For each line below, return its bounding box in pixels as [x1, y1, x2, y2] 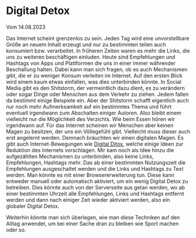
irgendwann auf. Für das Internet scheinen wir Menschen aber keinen [6, 122, 174, 129]
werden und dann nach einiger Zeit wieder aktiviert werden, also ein [6, 196, 170, 203]
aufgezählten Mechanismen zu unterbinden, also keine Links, [6, 153, 154, 160]
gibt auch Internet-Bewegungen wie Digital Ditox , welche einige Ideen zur [6, 140, 184, 147]
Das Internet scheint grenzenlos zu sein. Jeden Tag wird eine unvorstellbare [6, 35, 190, 42]
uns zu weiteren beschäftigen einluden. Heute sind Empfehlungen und [6, 53, 176, 60]
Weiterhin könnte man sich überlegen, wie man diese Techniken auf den [6, 213, 180, 220]
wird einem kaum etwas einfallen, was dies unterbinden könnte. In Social [6, 78, 181, 85]
